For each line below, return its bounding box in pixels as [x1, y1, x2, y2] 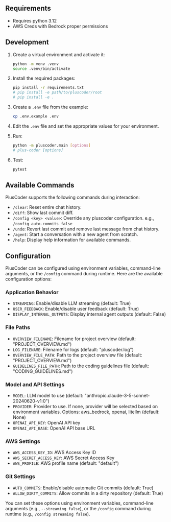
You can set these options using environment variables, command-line [5, 500, 154, 506]
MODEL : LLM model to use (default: [12, 393, 84, 399]
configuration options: [5, 276, 52, 282]
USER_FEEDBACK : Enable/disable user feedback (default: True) [12, 306, 139, 312]
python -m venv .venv [12, 61, 59, 66]
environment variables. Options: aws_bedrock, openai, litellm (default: [12, 409, 160, 415]
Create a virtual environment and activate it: [12, 51, 105, 58]
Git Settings [5, 473, 35, 480]
